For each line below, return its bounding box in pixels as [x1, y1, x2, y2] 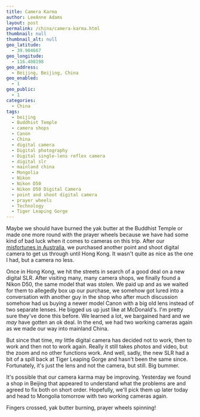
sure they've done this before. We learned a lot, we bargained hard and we [6, 313, 190, 320]
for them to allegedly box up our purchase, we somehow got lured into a [6, 287, 184, 294]
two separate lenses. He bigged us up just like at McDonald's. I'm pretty [6, 306, 183, 313]
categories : [6, 97, 36, 103]
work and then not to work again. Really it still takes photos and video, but [6, 343, 188, 350]
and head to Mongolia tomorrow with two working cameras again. [6, 393, 168, 400]
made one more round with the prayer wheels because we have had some [6, 231, 189, 239]
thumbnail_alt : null [6, 36, 58, 42]
